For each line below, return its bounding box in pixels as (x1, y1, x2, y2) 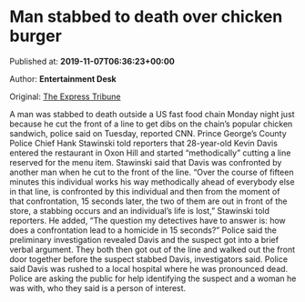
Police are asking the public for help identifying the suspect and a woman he (9, 273, 297, 284)
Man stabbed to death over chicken (9, 6, 283, 27)
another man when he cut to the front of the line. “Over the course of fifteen (9, 166, 294, 177)
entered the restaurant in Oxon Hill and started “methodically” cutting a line (9, 147, 291, 158)
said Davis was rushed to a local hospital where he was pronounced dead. (9, 263, 289, 274)
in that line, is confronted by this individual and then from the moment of (9, 186, 280, 196)
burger (9, 25, 62, 46)
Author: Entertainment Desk (9, 73, 117, 84)
